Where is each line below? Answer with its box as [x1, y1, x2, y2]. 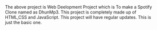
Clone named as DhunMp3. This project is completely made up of [5, 9, 137, 15]
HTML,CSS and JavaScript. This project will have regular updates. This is [5, 15, 152, 20]
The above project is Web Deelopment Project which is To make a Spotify [5, 4, 152, 10]
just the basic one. [5, 19, 42, 25]
